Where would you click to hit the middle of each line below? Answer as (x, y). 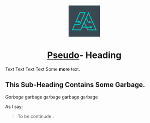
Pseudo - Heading (84, 55)
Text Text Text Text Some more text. (43, 69)
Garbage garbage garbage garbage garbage (52, 97)
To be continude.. (36, 116)
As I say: (14, 106)
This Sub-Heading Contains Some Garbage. (75, 85)
